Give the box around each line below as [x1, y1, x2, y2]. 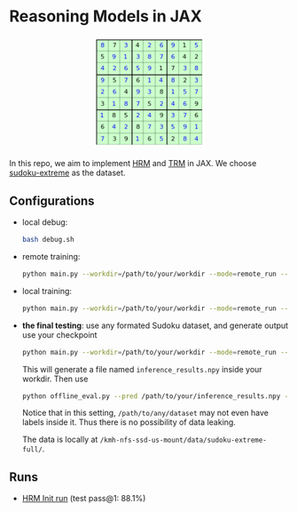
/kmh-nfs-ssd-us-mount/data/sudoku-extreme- [99, 436, 268, 445]
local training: [21, 285, 73, 296]
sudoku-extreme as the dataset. [9, 167, 126, 179]
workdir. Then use [21, 373, 89, 384]
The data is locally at [21, 434, 98, 445]
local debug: [21, 217, 68, 228]
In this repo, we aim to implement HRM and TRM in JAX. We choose [9, 158, 257, 169]
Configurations [9, 193, 95, 208]
